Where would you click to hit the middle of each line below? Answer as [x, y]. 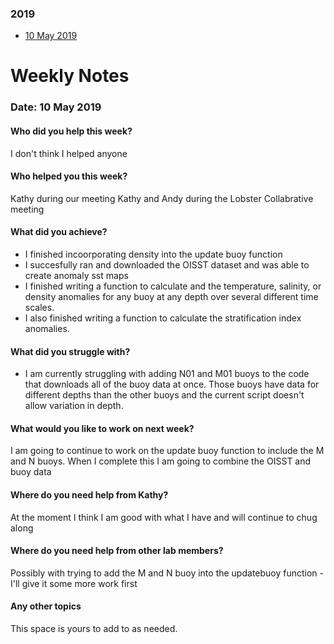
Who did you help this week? [71, 131]
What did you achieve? [59, 232]
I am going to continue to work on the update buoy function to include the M [167, 451]
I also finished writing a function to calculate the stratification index [163, 318]
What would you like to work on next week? [102, 428]
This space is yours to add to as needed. [94, 629]
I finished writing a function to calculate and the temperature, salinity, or [173, 286]
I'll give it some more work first [74, 583]
